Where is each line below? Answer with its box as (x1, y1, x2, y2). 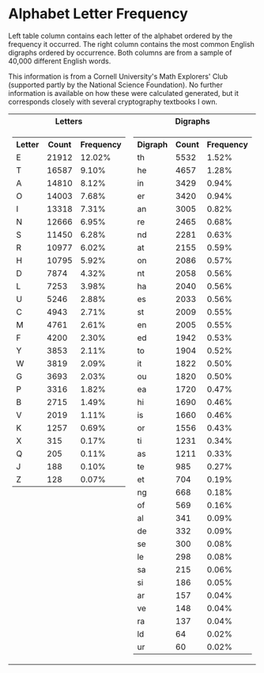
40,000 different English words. (8, 56, 111, 66)
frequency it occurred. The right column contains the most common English (8, 39, 255, 48)
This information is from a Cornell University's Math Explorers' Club (8, 71, 228, 81)
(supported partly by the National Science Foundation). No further (8, 80, 223, 90)
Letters (55, 116, 83, 127)
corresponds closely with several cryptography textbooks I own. (8, 97, 218, 106)
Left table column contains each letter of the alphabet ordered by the (8, 31, 233, 40)
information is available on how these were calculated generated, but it (8, 88, 239, 98)
